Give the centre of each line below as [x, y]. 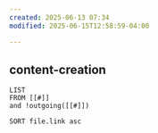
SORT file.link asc [46, 121]
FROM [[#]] [29, 98]
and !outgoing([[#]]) [50, 106]
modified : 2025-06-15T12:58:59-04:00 [79, 26]
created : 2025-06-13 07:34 [59, 17]
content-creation [58, 69]
